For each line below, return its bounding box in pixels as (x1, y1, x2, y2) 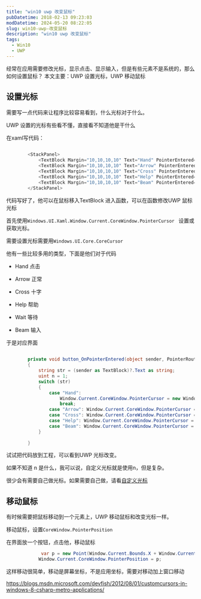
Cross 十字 (14, 288, 42, 295)
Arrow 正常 (14, 275, 42, 282)
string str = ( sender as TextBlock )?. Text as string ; (38, 368, 175, 374)
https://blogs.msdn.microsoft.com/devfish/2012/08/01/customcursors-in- (6, 580, 188, 587)
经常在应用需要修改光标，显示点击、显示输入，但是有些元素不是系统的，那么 (6, 65, 195, 72)
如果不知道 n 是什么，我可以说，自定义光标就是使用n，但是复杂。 (6, 464, 167, 471)
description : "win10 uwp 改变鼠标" (6, 31, 92, 37)
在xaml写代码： (6, 134, 45, 141)
